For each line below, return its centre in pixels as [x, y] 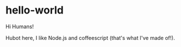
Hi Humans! [20, 26]
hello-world [35, 10]
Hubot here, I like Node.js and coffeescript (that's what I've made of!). [90, 38]
